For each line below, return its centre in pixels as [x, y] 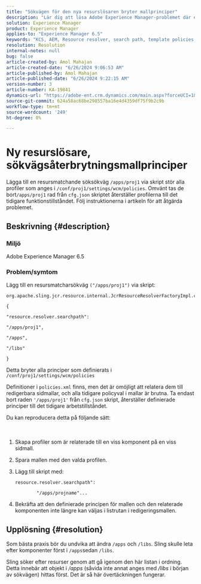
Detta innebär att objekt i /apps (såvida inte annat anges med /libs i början [98, 568]
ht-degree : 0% [24, 118]
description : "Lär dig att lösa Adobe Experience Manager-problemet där [99, 17]
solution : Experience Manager [44, 23]
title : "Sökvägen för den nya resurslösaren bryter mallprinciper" [92, 12]
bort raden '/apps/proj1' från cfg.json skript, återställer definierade [91, 400]
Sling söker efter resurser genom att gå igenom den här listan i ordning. [94, 562]
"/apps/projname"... [62, 493]
